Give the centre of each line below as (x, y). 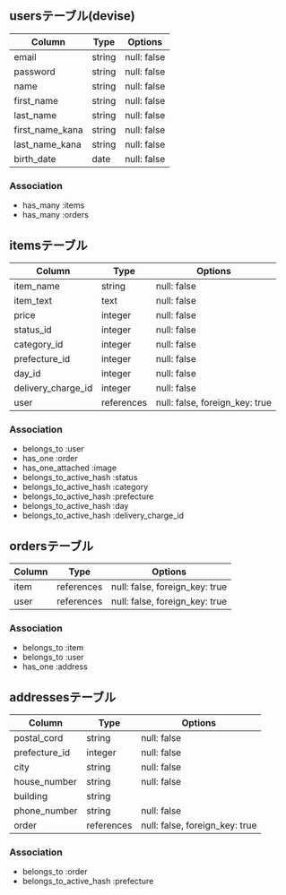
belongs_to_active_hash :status (80, 478)
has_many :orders (56, 215)
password (35, 72)
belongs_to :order (55, 872)
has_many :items (53, 205)
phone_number (46, 811)
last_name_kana (48, 144)
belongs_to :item (53, 648)
